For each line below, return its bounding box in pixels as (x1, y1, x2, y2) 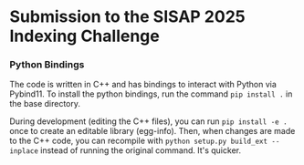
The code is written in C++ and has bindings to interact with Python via (9, 79, 277, 90)
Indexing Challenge (9, 26, 160, 46)
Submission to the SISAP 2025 (9, 6, 246, 27)
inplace (9, 147, 39, 156)
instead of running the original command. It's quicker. (40, 145, 242, 156)
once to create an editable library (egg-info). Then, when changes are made (9, 126, 296, 137)
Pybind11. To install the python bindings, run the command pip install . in (9, 88, 293, 99)
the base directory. (9, 98, 80, 109)
